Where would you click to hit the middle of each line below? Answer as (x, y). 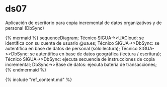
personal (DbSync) (25, 28)
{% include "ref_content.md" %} (38, 79)
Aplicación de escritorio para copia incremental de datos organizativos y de (83, 23)
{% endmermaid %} (26, 70)
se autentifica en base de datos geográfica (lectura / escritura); (96, 54)
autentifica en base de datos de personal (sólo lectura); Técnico (71, 48)
